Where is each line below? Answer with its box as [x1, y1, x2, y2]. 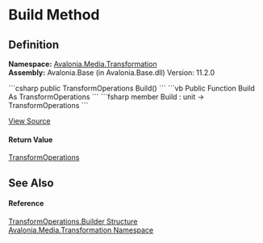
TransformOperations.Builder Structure [8, 216, 138, 226]
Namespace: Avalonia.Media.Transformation [8, 59, 157, 69]
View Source [8, 116, 51, 126]
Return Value [8, 135, 53, 145]
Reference [8, 199, 44, 208]
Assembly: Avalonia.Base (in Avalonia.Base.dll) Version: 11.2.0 [8, 68, 215, 78]
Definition [8, 38, 59, 52]
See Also [8, 176, 54, 190]
